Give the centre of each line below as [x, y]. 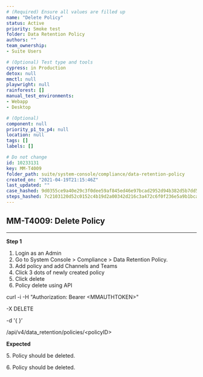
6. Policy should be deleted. [41, 367]
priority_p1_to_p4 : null [37, 129]
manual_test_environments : [40, 96]
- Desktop [19, 107]
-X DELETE [20, 309]
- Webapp [17, 102]
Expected [19, 344]
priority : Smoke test [34, 29]
